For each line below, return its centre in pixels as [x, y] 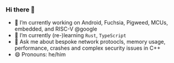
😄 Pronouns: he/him [40, 55]
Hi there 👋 [21, 10]
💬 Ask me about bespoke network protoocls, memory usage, [90, 42]
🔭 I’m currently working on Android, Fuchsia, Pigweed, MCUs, [91, 23]
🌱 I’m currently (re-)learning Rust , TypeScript [70, 35]
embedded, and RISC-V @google [56, 29]
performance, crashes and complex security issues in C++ [87, 48]
